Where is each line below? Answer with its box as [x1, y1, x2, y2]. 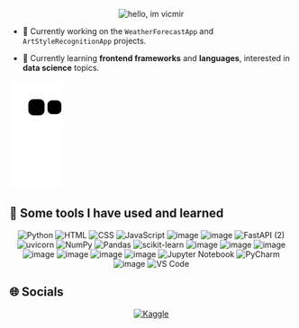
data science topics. [22, 63, 100, 73]
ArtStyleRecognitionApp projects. [22, 36, 147, 46]
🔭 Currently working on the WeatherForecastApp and [22, 26, 214, 36]
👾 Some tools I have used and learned [9, 206, 224, 221]
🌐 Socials [9, 284, 65, 300]
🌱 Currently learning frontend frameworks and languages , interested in [22, 53, 291, 63]
